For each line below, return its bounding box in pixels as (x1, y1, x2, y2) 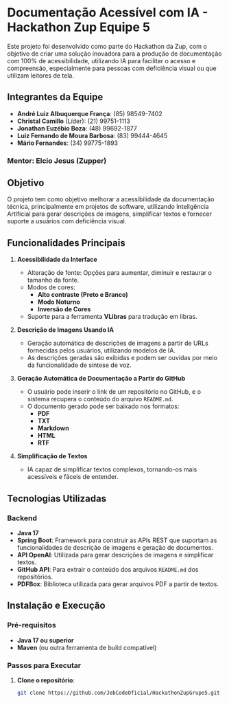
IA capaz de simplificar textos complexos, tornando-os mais (27, 465, 197, 473)
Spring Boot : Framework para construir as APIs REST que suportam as (16, 536, 217, 544)
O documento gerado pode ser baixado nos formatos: (27, 402, 180, 410)
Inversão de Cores (37, 305, 91, 313)
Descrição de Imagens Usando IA (16, 326, 114, 334)
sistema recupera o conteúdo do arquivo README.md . (27, 395, 173, 403)
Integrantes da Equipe (7, 91, 104, 103)
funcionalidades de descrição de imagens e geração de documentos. (16, 543, 214, 551)
